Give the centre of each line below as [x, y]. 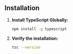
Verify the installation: [35, 38]
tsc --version [26, 47]
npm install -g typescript [39, 29]
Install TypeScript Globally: [40, 20]
